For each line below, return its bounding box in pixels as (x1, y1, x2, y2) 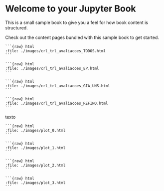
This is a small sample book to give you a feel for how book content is (5, 19, 149, 25)
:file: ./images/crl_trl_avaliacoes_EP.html (5, 66, 99, 71)
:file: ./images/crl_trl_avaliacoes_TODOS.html (5, 48, 106, 53)
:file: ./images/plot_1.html (5, 145, 66, 150)
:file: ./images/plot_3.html (5, 180, 66, 185)
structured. (5, 24, 28, 30)
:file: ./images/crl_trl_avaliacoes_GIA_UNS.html (5, 83, 111, 88)
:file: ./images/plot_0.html (5, 128, 66, 133)
